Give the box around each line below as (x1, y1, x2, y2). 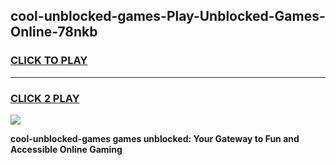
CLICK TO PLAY (10, 54, 88, 68)
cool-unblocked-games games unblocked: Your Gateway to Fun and (10, 132, 300, 144)
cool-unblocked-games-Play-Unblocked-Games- (10, 8, 326, 25)
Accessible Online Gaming (10, 143, 123, 155)
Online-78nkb (10, 24, 98, 41)
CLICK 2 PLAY (10, 91, 80, 105)
